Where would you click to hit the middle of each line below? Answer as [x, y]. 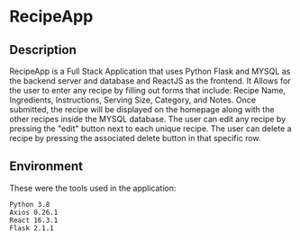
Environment [46, 167]
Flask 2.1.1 [32, 228]
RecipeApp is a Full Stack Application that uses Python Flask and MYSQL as [150, 71]
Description [43, 50]
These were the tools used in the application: [93, 188]
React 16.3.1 [34, 220]
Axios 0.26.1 [34, 212]
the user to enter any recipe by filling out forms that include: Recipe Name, [148, 90]
